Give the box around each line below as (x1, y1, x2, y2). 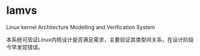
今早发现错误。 (6, 43, 43, 51)
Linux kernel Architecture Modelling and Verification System (6, 23, 155, 31)
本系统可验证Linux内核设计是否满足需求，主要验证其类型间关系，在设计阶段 (6, 36, 194, 43)
